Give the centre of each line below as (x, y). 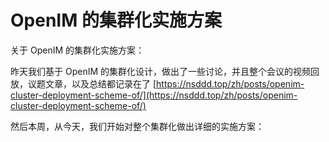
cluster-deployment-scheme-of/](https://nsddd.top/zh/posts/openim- (154, 95)
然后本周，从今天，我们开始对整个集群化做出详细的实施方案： (137, 126)
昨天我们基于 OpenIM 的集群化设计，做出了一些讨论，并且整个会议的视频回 (165, 71)
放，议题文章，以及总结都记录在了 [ (83, 83)
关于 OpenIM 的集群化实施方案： (77, 50)
